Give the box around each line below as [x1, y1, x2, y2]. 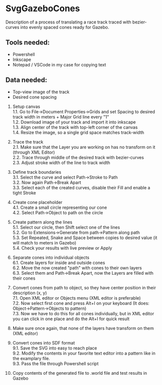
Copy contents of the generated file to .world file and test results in [12, 370, 147, 376]
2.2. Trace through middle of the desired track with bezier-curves [12, 154, 144, 160]
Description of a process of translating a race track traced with [5, 19, 132, 25]
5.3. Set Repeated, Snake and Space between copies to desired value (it [12, 235, 158, 241]
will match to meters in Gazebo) [12, 240, 77, 245]
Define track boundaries [12, 169, 61, 175]
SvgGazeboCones [5, 3, 80, 14]
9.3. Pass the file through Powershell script [12, 361, 99, 366]
